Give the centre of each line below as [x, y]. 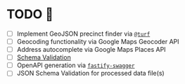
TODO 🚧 [30, 14]
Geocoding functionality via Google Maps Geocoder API [98, 42]
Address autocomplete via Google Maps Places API [91, 50]
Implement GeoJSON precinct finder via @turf [83, 34]
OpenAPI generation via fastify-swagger [76, 65]
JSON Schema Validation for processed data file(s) [90, 73]
